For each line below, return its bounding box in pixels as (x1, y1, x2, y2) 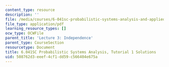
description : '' (5, 12, 39, 17)
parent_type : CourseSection (5, 40, 64, 45)
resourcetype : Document (5, 45, 55, 50)
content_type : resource (5, 7, 55, 13)
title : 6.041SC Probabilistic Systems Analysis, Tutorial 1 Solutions (5, 49, 156, 54)
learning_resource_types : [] (5, 26, 66, 31)
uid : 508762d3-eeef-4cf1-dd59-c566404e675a (5, 54, 98, 59)
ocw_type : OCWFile (5, 31, 44, 36)
